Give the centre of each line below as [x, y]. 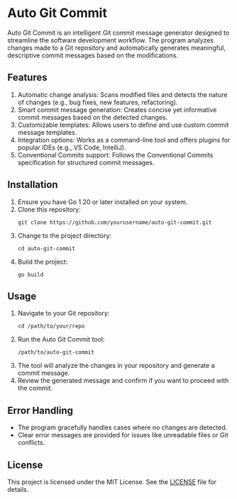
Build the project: [43, 262]
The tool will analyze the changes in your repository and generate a [116, 366]
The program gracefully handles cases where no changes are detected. [122, 427]
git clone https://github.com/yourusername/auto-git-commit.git [115, 222]
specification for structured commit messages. [86, 162]
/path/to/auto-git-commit [56, 352]
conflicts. [31, 443]
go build [31, 274]
